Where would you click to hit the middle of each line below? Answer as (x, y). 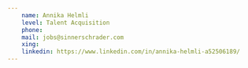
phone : (32, 30)
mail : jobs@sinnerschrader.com (73, 37)
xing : (31, 45)
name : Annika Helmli (55, 15)
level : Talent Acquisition (66, 23)
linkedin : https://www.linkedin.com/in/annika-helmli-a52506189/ (131, 52)
